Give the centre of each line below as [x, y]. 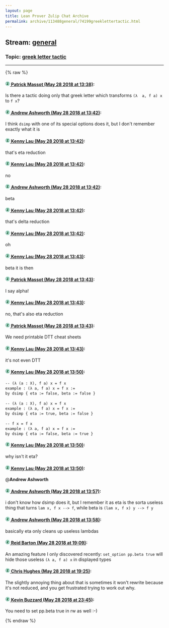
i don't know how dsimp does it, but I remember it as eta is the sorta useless [84, 502]
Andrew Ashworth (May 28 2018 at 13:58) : [56, 520]
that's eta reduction [26, 152]
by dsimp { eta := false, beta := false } [50, 393]
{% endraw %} [21, 621]
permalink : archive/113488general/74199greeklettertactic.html [73, 21]
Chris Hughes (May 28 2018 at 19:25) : [51, 571]
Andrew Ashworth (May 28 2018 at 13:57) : [56, 491]
